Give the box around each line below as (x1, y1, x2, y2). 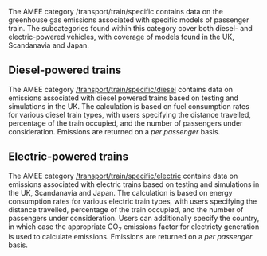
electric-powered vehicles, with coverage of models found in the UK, (8, 32, 235, 41)
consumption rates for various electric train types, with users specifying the (8, 196, 257, 206)
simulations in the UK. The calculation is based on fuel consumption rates (8, 101, 249, 111)
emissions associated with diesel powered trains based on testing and (8, 93, 239, 103)
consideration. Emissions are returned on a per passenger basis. (8, 126, 221, 136)
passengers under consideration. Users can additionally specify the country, (8, 213, 260, 223)
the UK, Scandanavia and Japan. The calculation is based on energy (8, 188, 233, 197)
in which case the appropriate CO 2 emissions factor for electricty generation (8, 222, 260, 233)
